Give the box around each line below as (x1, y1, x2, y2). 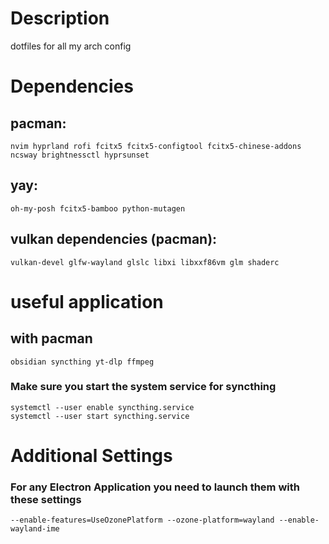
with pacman (10, 330, 93, 347)
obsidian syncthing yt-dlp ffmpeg (10, 357, 155, 367)
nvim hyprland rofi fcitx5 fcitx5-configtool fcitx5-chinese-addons (10, 141, 302, 151)
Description (10, 7, 110, 30)
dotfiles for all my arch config (10, 40, 132, 52)
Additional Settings (10, 445, 173, 467)
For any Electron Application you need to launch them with (10, 480, 300, 494)
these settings (10, 492, 82, 506)
